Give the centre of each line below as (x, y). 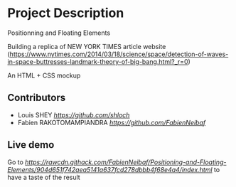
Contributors (37, 98)
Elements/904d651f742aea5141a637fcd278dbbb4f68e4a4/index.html (110, 169)
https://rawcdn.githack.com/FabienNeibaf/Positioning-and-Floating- (125, 162)
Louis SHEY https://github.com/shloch (74, 114)
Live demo (31, 145)
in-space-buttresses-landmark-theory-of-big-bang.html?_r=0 (98, 61)
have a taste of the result (44, 177)
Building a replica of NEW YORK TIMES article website (87, 46)
